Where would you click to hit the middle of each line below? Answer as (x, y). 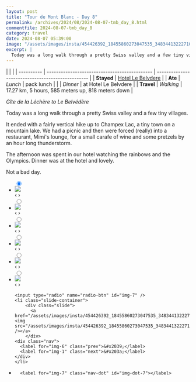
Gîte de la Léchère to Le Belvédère (48, 101)
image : (14, 44)
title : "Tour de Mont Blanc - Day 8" (52, 17)
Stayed (105, 78)
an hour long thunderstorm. (39, 143)
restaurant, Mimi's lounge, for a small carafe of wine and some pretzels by (95, 137)
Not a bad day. (24, 172)
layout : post (22, 11)
